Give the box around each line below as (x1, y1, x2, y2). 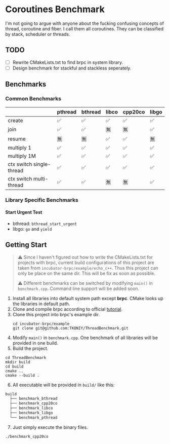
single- (33, 161, 51, 168)
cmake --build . (5, 373, 39, 378)
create (8, 117, 23, 124)
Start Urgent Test (5, 209, 42, 215)
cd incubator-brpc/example (12, 321, 70, 326)
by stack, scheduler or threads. (5, 31, 70, 37)
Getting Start (5, 241, 47, 249)
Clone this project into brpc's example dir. (12, 311, 100, 317)
